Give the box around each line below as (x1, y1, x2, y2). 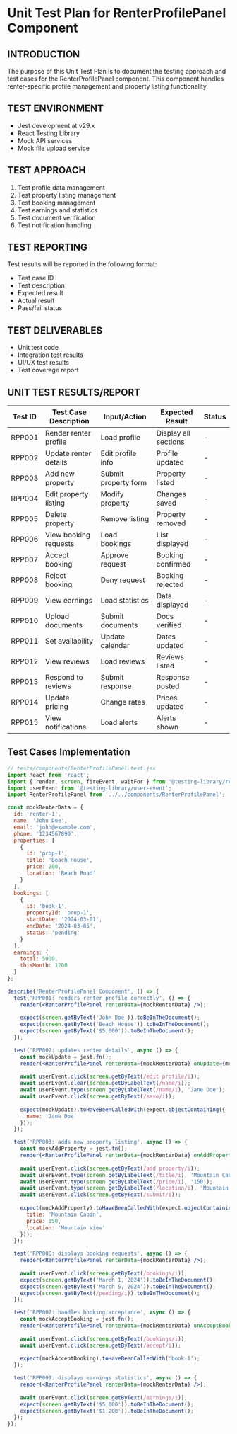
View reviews (44, 656, 90, 666)
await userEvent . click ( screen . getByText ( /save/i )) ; (20, 1093, 175, 1100)
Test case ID (17, 274, 54, 283)
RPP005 (11, 514, 39, 524)
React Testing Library (17, 129, 80, 137)
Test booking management (17, 198, 96, 207)
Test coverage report (17, 366, 79, 375)
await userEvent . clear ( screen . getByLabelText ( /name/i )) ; (20, 1080, 191, 1087)
